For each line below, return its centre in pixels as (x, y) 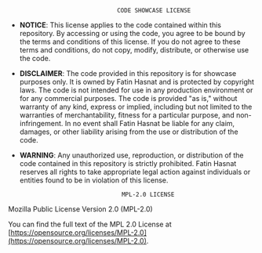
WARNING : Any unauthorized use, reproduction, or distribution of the (131, 155)
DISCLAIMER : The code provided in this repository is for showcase (128, 73)
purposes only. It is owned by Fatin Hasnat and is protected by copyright (137, 82)
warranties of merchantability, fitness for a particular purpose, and (127, 115)
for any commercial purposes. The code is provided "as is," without (128, 98)
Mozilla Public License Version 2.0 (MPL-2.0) (80, 209)
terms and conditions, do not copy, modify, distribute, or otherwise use (134, 50)
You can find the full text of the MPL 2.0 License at (90, 224)
